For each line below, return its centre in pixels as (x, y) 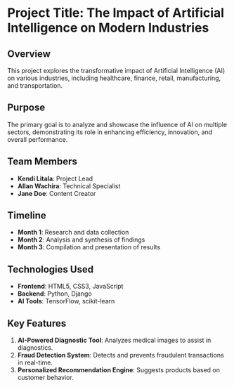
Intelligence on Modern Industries (108, 28)
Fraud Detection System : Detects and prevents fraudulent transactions (121, 355)
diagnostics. (35, 348)
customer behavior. (45, 378)
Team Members (42, 162)
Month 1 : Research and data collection (73, 232)
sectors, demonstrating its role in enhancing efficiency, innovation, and (110, 132)
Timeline (27, 216)
